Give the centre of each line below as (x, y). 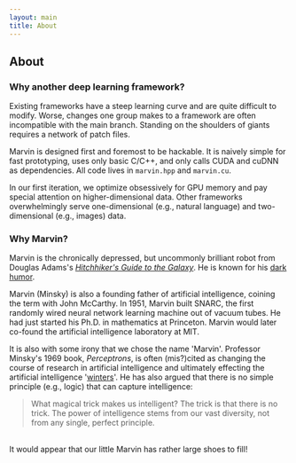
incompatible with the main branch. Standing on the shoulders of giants (140, 125)
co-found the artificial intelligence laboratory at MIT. (104, 332)
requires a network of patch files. (70, 135)
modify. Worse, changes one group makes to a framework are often (133, 115)
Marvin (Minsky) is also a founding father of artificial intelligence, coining (142, 294)
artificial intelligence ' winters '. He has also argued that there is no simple (141, 377)
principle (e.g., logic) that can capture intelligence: (101, 387)
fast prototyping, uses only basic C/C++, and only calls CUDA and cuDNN (144, 161)
